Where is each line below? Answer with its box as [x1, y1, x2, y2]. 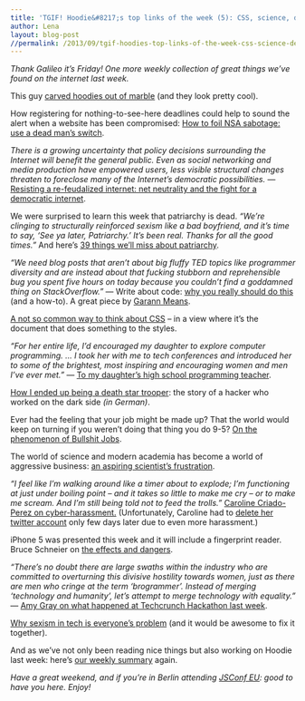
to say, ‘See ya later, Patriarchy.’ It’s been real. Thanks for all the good [10, 230, 273, 241]
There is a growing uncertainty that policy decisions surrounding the [10, 145, 266, 156]
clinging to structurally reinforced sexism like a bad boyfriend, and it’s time [10, 220, 290, 231]
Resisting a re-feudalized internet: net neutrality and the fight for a [10, 183, 257, 195]
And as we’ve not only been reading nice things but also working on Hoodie [10, 645, 292, 656]
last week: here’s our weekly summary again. [10, 655, 178, 666]
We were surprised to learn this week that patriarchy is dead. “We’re [10, 210, 265, 222]
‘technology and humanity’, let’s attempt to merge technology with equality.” [10, 590, 296, 601]
